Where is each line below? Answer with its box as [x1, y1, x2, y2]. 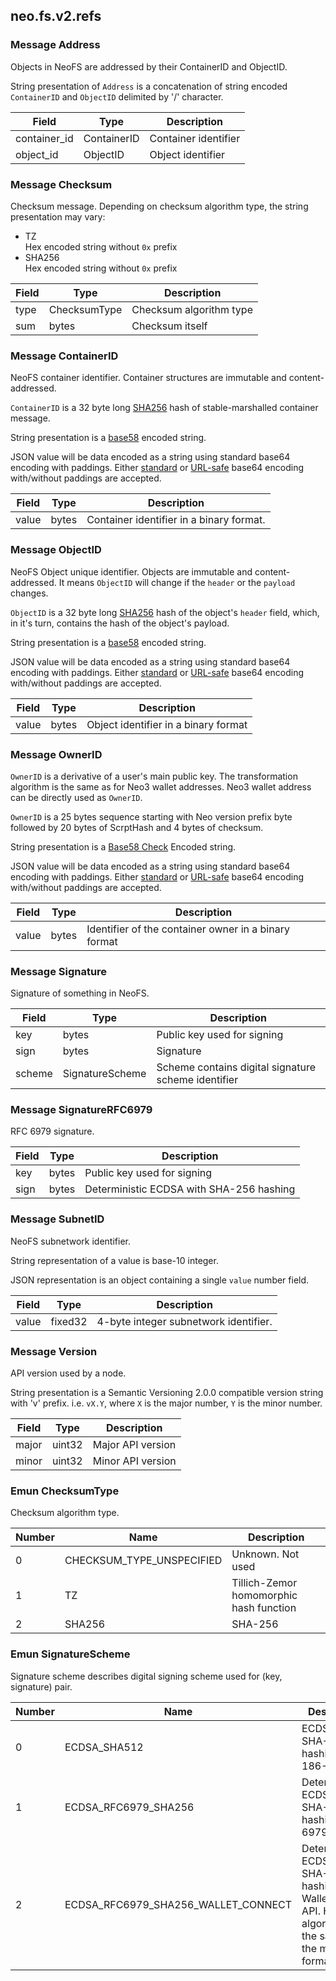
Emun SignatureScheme [10, 1647, 131, 1661]
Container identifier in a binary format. [86, 513, 266, 527]
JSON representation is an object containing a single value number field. [10, 1274, 310, 1286]
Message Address [10, 38, 101, 52]
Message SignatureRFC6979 [10, 1103, 153, 1117]
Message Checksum [10, 177, 113, 191]
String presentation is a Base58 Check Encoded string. [10, 840, 237, 853]
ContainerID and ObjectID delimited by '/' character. [10, 90, 224, 103]
